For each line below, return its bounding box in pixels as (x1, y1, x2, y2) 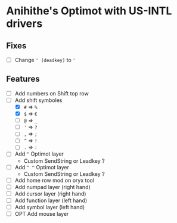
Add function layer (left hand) (14, 197, 88, 204)
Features (6, 74, 40, 84)
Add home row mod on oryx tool (14, 176, 94, 184)
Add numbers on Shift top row (14, 89, 89, 97)
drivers (6, 17, 43, 30)
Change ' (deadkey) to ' (14, 57, 76, 63)
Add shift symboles (14, 97, 63, 104)
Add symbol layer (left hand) (14, 203, 85, 210)
